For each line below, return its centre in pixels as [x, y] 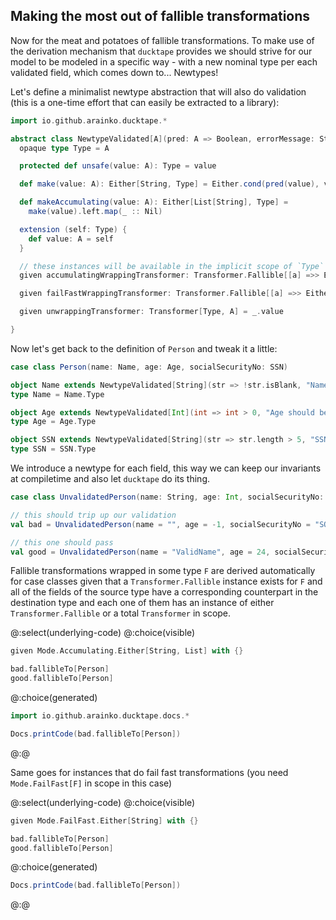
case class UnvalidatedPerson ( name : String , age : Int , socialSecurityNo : [167, 497]
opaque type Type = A [64, 148]
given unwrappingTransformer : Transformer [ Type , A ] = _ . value [151, 312]
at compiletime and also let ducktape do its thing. [110, 479]
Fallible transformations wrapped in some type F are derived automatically [163, 571]
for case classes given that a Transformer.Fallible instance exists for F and [166, 581]
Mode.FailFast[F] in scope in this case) [91, 783]
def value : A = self [71, 239]
